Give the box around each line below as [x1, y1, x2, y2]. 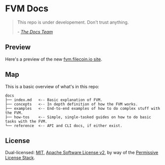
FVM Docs [5, 3, 48, 14]
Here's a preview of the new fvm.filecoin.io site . [5, 56, 102, 62]
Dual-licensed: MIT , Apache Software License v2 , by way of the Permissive [5, 150, 159, 156]
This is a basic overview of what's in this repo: [5, 83, 100, 89]
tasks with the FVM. [5, 119, 48, 124]
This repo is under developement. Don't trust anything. [17, 19, 129, 25]
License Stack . [5, 155, 36, 161]
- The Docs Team [17, 29, 53, 34]
